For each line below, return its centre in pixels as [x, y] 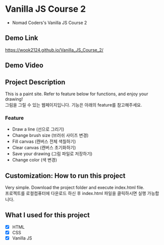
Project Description [35, 82]
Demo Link [22, 38]
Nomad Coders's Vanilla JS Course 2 [49, 23]
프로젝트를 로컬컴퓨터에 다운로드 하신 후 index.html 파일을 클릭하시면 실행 [76, 193]
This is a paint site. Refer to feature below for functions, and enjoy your [77, 94]
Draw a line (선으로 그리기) [38, 129]
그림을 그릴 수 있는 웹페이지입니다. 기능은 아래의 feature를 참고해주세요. [74, 105]
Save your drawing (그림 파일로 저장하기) [52, 154]
